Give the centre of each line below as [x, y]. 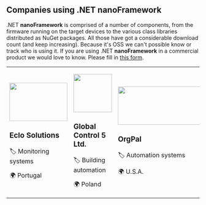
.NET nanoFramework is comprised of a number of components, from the [100, 24]
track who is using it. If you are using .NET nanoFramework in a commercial [102, 51]
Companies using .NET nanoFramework [84, 10]
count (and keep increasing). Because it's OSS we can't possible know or [99, 44]
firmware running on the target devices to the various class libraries [92, 31]
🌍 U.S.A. [131, 171]
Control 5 [90, 136]
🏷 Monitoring [29, 151]
